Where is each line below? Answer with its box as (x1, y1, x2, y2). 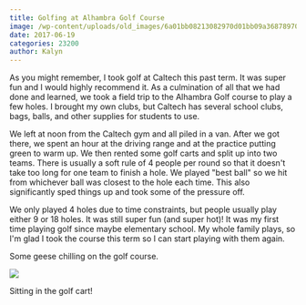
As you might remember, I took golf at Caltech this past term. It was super (9, 72, 287, 83)
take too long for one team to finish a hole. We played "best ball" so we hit (9, 168, 288, 178)
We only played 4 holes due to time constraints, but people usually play (9, 204, 278, 215)
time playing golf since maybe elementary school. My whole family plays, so (9, 224, 296, 235)
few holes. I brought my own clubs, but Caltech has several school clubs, (9, 101, 284, 112)
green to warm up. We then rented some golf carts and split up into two (9, 147, 278, 159)
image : (9, 22, 35, 31)
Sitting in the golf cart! (9, 286, 93, 297)
